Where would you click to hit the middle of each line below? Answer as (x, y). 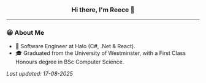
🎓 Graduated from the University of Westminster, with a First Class (100, 53)
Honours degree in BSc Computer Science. (70, 62)
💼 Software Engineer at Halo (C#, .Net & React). (75, 46)
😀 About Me (25, 33)
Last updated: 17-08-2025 (40, 73)
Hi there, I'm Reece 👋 (103, 10)
